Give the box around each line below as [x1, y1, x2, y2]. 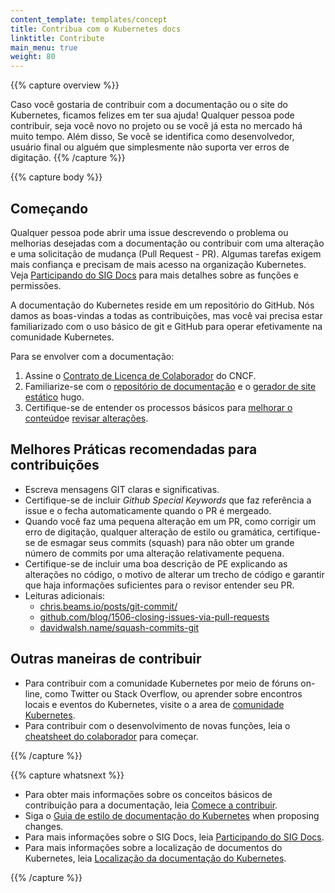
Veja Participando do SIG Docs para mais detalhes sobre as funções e [10, 269, 299, 281]
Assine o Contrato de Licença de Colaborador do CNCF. [24, 369, 257, 381]
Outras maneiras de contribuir [10, 651, 202, 668]
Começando [10, 200, 89, 217]
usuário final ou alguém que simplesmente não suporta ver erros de [10, 141, 290, 153]
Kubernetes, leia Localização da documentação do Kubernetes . [24, 852, 287, 864]
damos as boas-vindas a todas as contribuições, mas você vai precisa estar [10, 309, 323, 321]
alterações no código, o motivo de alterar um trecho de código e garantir [24, 568, 325, 580]
